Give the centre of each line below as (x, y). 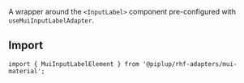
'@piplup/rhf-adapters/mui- (190, 64)
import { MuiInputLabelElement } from (74, 64)
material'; (27, 71)
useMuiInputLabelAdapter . (51, 20)
